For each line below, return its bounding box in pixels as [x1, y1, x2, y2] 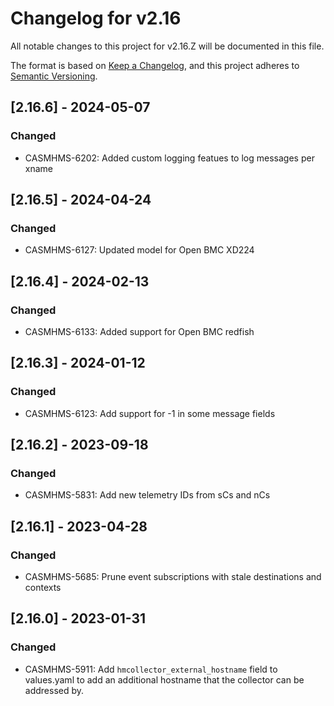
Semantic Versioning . [10, 70, 98, 82]
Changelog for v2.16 [10, 7, 182, 30]
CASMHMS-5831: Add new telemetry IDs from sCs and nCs [24, 489, 271, 501]
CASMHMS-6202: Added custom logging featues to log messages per [24, 152, 315, 164]
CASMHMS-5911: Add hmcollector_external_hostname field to [24, 663, 278, 675]
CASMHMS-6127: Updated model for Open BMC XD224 [24, 244, 255, 256]
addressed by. [24, 684, 85, 696]
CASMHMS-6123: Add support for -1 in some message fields [24, 407, 276, 419]
